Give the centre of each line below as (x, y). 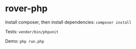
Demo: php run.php (25, 41)
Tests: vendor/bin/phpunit (32, 31)
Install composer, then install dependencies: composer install (68, 22)
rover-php (26, 9)
